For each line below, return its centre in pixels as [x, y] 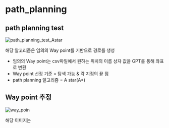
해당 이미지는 [18, 120]
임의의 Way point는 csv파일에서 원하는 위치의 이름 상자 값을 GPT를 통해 [83, 61]
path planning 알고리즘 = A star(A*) [49, 80]
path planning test [35, 28]
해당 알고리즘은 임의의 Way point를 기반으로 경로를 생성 [60, 50]
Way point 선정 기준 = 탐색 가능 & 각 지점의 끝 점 [61, 74]
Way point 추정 [29, 98]
